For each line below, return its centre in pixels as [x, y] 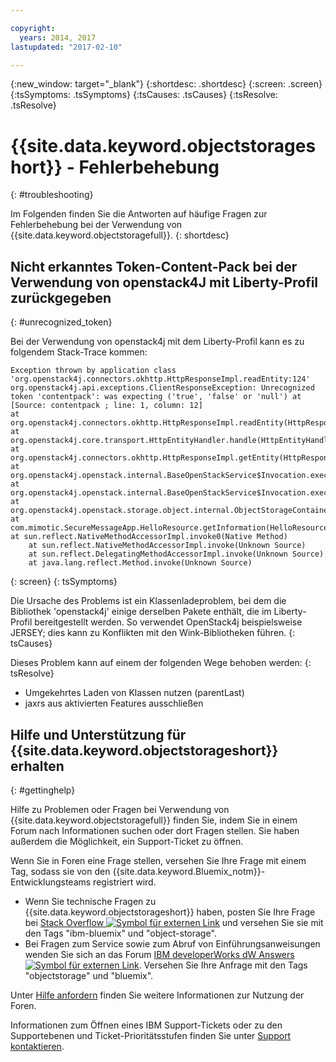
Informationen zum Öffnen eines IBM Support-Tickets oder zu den [146, 1025]
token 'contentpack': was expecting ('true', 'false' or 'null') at [156, 397]
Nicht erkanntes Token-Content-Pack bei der [154, 266]
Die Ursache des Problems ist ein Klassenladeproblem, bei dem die [148, 601]
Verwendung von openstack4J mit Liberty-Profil [164, 282]
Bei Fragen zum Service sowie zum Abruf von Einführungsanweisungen [172, 943]
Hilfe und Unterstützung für [98, 734]
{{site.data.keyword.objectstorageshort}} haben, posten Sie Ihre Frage [170, 912]
